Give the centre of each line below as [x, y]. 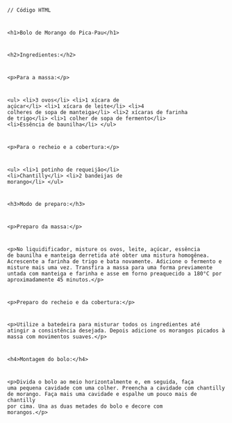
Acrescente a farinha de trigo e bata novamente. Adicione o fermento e [115, 261]
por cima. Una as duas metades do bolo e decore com [85, 406]
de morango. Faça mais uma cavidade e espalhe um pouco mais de [102, 394]
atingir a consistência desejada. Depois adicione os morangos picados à [116, 331]
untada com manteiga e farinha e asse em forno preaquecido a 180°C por [115, 273]
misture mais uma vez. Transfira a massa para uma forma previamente [110, 267]
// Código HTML [29, 10]
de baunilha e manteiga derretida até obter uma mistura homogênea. [108, 255]
